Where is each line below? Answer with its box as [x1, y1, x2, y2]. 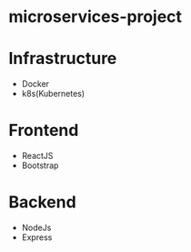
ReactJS [21, 151, 54, 162]
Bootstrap [21, 160, 59, 171]
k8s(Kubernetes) [21, 89, 85, 100]
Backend [8, 192, 76, 213]
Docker [21, 79, 50, 89]
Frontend [8, 121, 79, 141]
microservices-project [8, 6, 183, 27]
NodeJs [21, 222, 52, 233]
